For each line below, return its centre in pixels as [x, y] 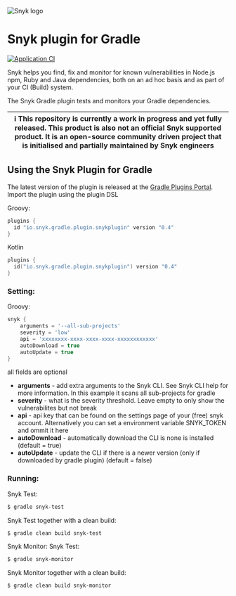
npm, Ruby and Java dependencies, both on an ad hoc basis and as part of [116, 79]
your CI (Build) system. [40, 87]
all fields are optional [38, 372]
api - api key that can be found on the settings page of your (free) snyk [120, 415]
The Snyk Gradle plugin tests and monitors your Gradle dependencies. [109, 101]
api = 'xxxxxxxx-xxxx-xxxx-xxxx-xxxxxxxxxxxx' [89, 339]
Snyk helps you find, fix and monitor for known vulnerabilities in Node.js [111, 72]
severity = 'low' [45, 333]
